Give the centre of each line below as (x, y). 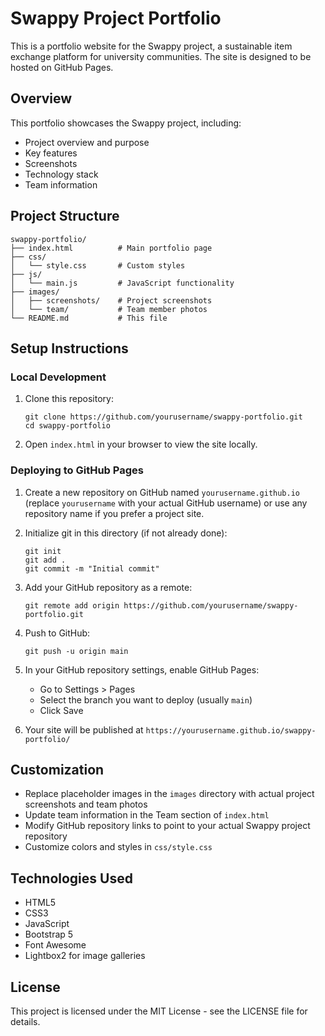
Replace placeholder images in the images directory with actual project (169, 794)
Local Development (58, 377)
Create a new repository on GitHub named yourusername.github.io (162, 492)
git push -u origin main (76, 651)
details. (25, 1021)
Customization (57, 769)
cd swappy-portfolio (67, 426)
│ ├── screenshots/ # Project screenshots (111, 300)
